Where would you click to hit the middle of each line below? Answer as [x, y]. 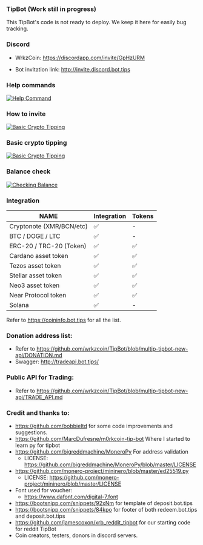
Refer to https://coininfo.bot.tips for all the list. [64, 320]
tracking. [17, 28]
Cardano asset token [39, 256]
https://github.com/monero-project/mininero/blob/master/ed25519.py [102, 471]
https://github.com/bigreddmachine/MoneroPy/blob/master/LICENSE [110, 464]
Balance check [28, 171]
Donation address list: [39, 336]
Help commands [31, 85]
